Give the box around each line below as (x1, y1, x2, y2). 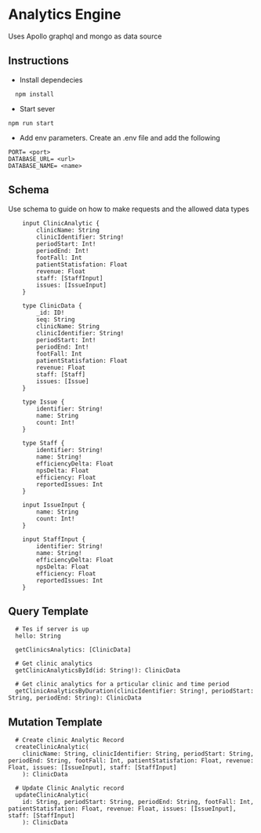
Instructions (8, 54, 69, 68)
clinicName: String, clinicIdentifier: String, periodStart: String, (22, 750, 255, 758)
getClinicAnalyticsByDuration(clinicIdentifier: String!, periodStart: (15, 687, 255, 696)
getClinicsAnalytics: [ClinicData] (15, 646, 132, 654)
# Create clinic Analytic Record (15, 736, 125, 744)
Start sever (19, 104, 56, 113)
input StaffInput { (22, 535, 86, 543)
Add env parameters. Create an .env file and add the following (19, 133, 221, 142)
